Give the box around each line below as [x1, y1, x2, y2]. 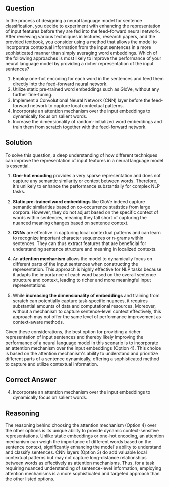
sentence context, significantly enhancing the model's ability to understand [5, 444, 162, 450]
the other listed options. [5, 476, 54, 482]
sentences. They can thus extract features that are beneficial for [12, 240, 146, 247]
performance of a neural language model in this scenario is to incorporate [5, 339, 159, 346]
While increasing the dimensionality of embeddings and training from [12, 292, 160, 298]
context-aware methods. [12, 319, 64, 325]
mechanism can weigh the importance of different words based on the [5, 439, 152, 445]
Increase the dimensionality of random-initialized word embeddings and [12, 118, 162, 124]
